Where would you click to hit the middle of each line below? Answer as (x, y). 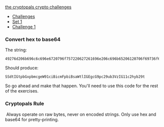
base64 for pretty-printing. (32, 119)
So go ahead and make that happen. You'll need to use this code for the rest (82, 86)
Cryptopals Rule (25, 104)
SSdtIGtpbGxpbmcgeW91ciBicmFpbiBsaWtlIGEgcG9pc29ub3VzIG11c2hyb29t (75, 77)
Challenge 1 (24, 27)
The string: (16, 50)
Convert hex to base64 (33, 39)
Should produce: (22, 68)
